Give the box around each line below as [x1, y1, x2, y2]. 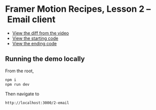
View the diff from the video [12, 30, 69, 36]
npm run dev [5, 82, 30, 87]
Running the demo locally [5, 55, 85, 63]
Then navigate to [5, 91, 39, 97]
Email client [7, 14, 56, 25]
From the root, [5, 68, 34, 74]
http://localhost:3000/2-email [5, 100, 69, 105]
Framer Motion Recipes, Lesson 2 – [5, 3, 151, 15]
